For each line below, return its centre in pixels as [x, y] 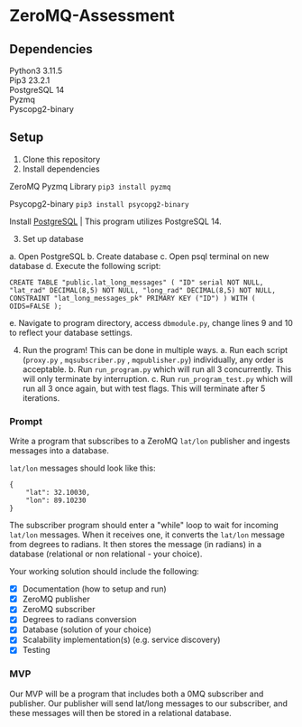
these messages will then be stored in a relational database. [120, 713]
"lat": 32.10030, [58, 493]
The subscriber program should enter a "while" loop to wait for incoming [144, 526]
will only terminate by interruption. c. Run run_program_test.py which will [157, 378]
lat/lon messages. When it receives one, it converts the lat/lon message [147, 535]
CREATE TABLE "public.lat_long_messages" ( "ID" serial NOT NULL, [137, 282]
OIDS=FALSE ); [36, 306]
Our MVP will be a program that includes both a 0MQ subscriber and [137, 694]
